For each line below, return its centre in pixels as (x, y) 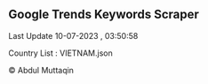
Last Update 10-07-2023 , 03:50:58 (73, 35)
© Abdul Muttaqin (41, 70)
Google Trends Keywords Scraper (104, 15)
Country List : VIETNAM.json (60, 53)
